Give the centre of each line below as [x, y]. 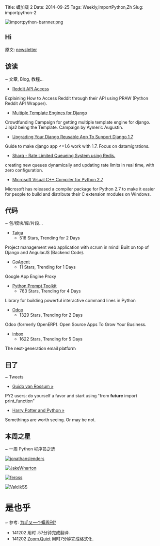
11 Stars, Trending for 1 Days [48, 267]
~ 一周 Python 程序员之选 [30, 449]
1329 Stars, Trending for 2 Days [51, 315]
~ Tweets [14, 377]
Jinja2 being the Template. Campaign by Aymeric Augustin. [64, 127]
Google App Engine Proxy [31, 276]
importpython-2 [21, 13]
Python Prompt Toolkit [34, 286]
